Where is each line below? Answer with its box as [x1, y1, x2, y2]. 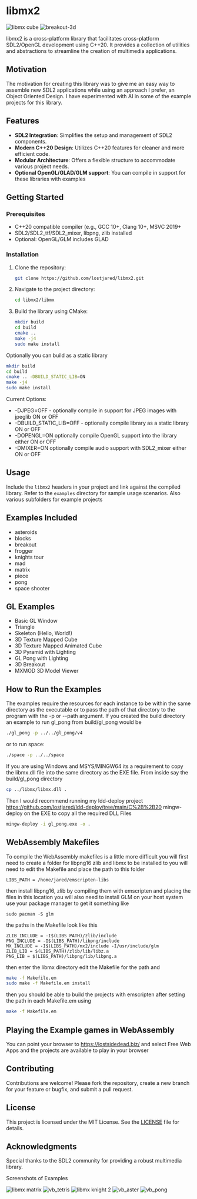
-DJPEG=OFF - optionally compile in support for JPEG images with [14, 407, 177, 414]
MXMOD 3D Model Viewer [14, 667, 79, 674]
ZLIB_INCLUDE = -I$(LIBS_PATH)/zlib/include [6, 933, 117, 939]
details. [6, 1124, 24, 1131]
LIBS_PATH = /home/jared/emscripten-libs [6, 877, 109, 883]
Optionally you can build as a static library [6, 352, 108, 359]
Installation [6, 251, 39, 259]
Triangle [14, 623, 35, 630]
